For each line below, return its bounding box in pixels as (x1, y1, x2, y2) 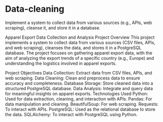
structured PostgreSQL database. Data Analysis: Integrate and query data (5, 85, 153, 91)
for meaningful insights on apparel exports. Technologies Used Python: (5, 91, 148, 97)
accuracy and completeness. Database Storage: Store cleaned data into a (5, 80, 153, 86)
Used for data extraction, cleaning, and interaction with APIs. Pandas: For (5, 96, 153, 101)
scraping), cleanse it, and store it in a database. (5, 24, 101, 30)
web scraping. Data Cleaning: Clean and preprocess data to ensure (5, 75, 141, 81)
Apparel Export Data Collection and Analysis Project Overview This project (5, 34, 155, 40)
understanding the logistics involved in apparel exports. (5, 60, 117, 66)
